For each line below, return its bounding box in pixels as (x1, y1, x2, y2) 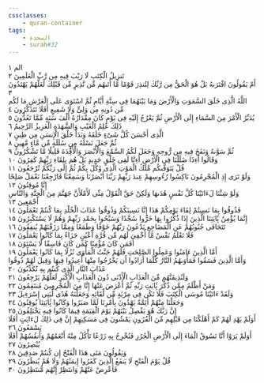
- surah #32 (22, 41, 58, 49)
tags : (8, 26, 26, 34)
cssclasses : (8, 11, 47, 20)
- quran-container (22, 19, 83, 27)
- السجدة (22, 33, 51, 42)
